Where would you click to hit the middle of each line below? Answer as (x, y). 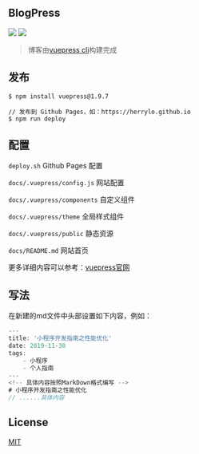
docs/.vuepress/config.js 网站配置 (66, 183)
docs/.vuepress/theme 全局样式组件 (66, 217)
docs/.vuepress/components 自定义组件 (72, 199)
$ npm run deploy (37, 119)
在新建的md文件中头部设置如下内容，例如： (80, 316)
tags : (17, 353)
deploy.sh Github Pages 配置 (56, 166)
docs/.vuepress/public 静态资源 (61, 234)
